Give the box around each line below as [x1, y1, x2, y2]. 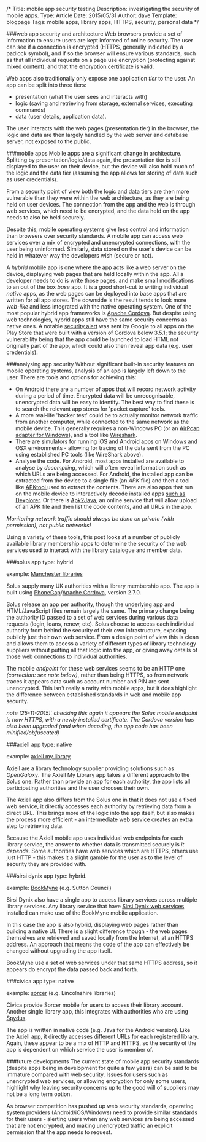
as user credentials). [6, 176, 58, 183]
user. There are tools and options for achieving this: [6, 374, 137, 380]
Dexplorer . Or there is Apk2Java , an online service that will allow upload [15, 497, 197, 503]
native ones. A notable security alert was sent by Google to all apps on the [6, 323, 194, 329]
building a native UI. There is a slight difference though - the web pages [6, 927, 188, 935]
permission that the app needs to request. [6, 1128, 112, 1136]
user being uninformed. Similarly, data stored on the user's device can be [6, 245, 192, 253]
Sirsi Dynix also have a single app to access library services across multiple [6, 896, 197, 903]
